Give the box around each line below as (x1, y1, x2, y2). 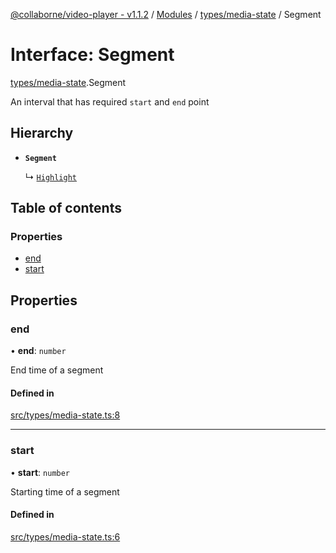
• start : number (10, 466, 71, 478)
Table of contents (10, 200, 122, 217)
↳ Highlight (24, 170, 77, 183)
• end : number (10, 345, 67, 357)
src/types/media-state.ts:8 (10, 409, 121, 421)
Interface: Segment (10, 44, 175, 66)
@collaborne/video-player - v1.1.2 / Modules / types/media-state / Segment (10, 9, 322, 20)
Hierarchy (10, 125, 74, 142)
